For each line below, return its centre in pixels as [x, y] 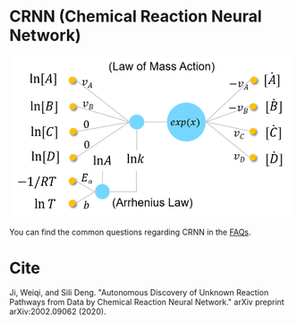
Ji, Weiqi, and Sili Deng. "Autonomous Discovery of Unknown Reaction [139, 293]
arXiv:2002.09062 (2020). [58, 311]
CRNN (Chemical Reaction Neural [136, 17]
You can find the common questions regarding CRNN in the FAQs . [131, 232]
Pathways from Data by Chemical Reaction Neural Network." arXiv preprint [147, 303]
